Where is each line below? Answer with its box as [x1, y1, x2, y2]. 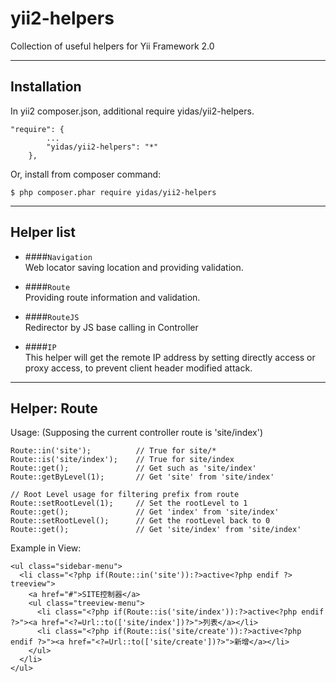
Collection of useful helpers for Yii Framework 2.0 [10, 40, 215, 52]
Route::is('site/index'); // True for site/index [10, 455, 235, 465]
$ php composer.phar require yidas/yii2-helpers [10, 187, 217, 197]
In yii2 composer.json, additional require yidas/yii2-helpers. [10, 105, 255, 117]
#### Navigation [24, 250, 93, 262]
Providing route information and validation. [24, 291, 201, 303]
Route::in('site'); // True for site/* [10, 446, 217, 456]
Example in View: [10, 542, 82, 554]
